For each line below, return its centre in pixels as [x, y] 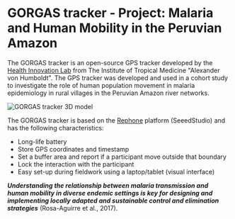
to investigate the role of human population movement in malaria [101, 85]
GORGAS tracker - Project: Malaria [110, 13]
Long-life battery [42, 141]
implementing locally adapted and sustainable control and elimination [113, 201]
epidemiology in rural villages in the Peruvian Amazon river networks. [109, 93]
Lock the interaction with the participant [76, 164]
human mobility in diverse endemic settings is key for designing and [110, 193]
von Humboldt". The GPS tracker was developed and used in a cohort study [118, 78]
